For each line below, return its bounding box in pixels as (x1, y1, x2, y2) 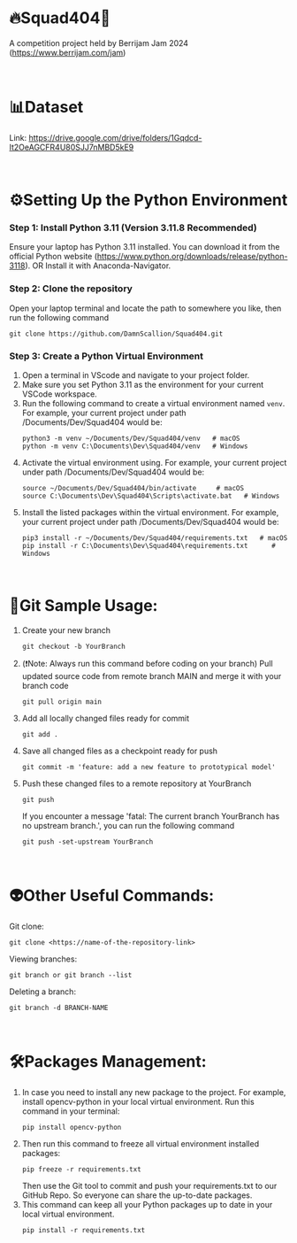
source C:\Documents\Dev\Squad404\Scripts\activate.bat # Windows (21, 491, 280, 500)
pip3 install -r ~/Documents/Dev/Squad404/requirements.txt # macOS (21, 533, 288, 543)
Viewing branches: (9, 953, 78, 964)
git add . (21, 730, 59, 738)
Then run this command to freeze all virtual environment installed (21, 1138, 259, 1149)
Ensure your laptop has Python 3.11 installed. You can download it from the (9, 242, 280, 252)
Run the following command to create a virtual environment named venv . (21, 398, 286, 408)
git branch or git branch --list (9, 970, 133, 979)
